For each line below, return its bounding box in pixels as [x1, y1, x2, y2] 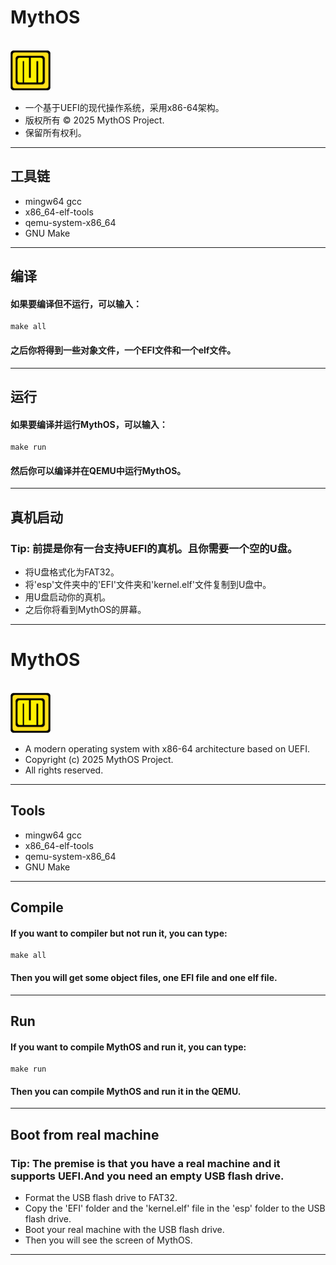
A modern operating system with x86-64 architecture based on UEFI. [24, 742, 310, 755]
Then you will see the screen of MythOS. [24, 1234, 193, 1246]
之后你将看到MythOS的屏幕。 [24, 604, 147, 616]
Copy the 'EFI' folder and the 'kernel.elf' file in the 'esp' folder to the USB [24, 1202, 326, 1215]
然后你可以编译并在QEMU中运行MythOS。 [10, 464, 187, 476]
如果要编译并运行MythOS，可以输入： [10, 418, 168, 430]
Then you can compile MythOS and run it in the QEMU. [10, 1085, 242, 1097]
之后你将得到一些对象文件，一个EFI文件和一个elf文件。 [10, 344, 237, 356]
